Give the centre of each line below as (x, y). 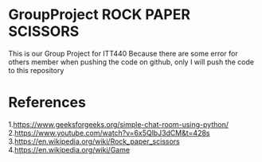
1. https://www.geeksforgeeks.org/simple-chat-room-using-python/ (119, 124)
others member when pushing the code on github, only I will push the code (131, 62)
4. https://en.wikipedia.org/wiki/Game (69, 149)
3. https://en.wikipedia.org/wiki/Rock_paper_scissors (94, 141)
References (47, 103)
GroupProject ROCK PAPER (100, 15)
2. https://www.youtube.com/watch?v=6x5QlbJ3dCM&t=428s (109, 133)
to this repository (36, 70)
